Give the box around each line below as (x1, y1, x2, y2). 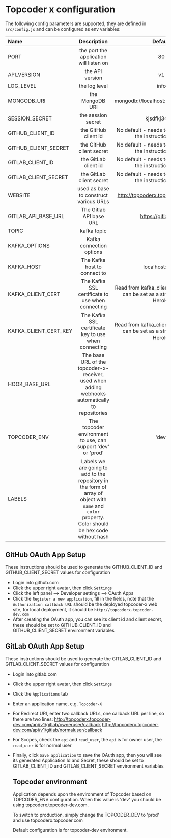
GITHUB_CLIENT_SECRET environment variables (12, 627, 115, 633)
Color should (78, 520, 109, 527)
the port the (79, 46, 108, 54)
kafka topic (80, 227, 107, 234)
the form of (79, 483, 107, 490)
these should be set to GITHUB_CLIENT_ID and (12, 621, 111, 628)
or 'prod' (83, 449, 104, 457)
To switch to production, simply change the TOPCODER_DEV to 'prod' (12, 812, 159, 818)
